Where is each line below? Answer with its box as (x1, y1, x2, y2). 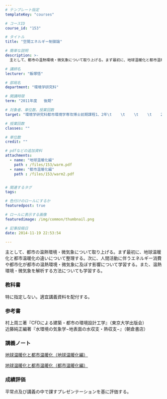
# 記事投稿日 (5, 225, 28, 231)
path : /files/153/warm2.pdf (14, 172, 75, 177)
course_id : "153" (5, 25, 41, 30)
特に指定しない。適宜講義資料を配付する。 (5, 294, 92, 300)
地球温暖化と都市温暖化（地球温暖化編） (5, 352, 88, 358)
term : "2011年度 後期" (5, 98, 54, 104)
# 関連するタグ (5, 185, 32, 190)
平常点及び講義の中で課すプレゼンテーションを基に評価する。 (5, 389, 132, 395)
